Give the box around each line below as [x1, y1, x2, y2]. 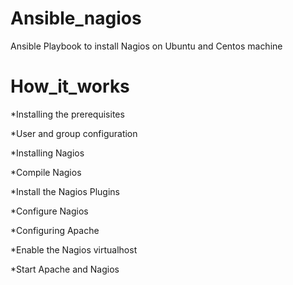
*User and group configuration [10, 127, 138, 139]
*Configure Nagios [10, 205, 89, 217]
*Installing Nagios [10, 147, 85, 159]
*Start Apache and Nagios [10, 263, 120, 275]
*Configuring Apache [10, 224, 100, 236]
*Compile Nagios [10, 166, 82, 178]
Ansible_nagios [10, 7, 142, 30]
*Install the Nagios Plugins [10, 185, 120, 197]
